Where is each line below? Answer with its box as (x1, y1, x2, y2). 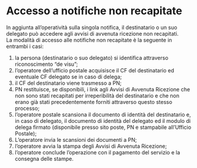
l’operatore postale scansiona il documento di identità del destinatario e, (14, 111, 191, 118)
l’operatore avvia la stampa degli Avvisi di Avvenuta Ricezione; (14, 142, 167, 150)
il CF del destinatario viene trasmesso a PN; (14, 79, 122, 87)
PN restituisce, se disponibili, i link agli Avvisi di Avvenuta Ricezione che (14, 85, 190, 93)
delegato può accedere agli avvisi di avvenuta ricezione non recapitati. (6, 30, 179, 37)
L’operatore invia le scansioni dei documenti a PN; (14, 136, 138, 143)
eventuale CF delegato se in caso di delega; (14, 73, 122, 80)
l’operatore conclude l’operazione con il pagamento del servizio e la (14, 148, 180, 156)
